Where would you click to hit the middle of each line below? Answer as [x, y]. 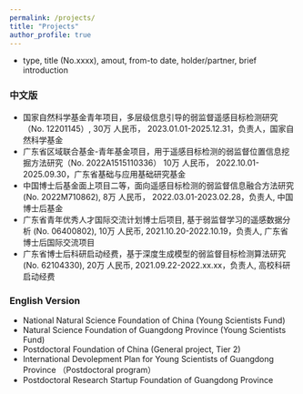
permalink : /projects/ [52, 18]
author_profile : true [50, 35]
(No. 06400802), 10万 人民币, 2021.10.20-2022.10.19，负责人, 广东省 [161, 231]
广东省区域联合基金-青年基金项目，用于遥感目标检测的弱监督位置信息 [152, 151]
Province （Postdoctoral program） [89, 369]
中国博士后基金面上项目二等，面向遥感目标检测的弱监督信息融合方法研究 [158, 185]
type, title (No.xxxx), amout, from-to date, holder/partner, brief [140, 61]
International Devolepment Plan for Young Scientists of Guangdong [148, 359]
